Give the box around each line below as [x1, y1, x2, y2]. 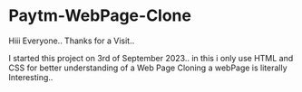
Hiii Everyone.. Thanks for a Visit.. [8, 35, 135, 46]
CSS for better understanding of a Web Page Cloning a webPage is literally [8, 62, 287, 73]
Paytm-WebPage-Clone [8, 5, 192, 26]
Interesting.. [8, 71, 54, 82]
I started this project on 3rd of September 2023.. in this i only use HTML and [8, 52, 294, 63]
